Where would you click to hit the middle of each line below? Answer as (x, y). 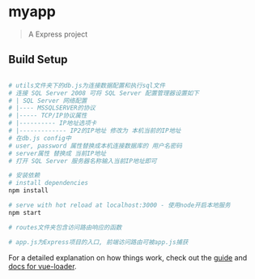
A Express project (58, 34)
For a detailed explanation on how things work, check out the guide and (128, 257)
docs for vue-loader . (42, 266)
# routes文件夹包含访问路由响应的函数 (65, 227)
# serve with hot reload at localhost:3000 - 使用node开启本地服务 (119, 205)
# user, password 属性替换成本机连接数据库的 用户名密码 (95, 146)
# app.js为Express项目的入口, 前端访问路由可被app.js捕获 (98, 242)
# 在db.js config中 (40, 138)
